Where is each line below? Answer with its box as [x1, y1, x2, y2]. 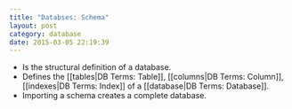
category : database [9, 29, 82, 38]
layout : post [9, 21, 58, 30]
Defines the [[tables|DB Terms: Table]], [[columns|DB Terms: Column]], [21, 72, 284, 82]
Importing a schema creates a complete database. [21, 90, 207, 101]
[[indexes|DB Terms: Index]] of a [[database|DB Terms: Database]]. [21, 81, 270, 91]
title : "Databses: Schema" [9, 12, 109, 22]
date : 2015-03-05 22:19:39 [9, 37, 109, 47]
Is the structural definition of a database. [21, 62, 172, 73]
